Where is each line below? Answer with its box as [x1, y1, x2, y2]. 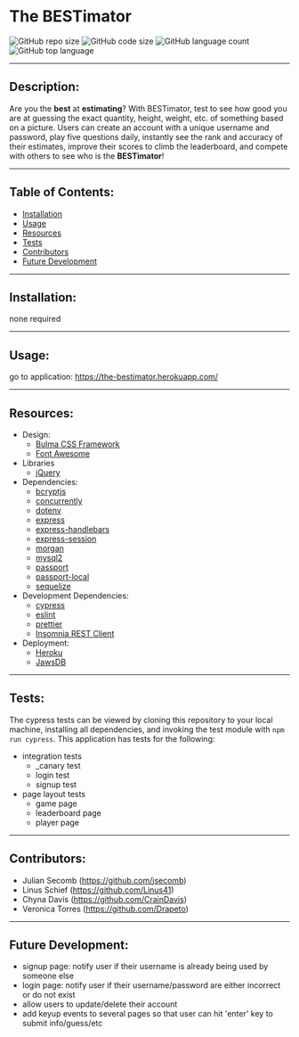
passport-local [35, 572, 90, 581]
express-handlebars [35, 524, 109, 534]
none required [9, 314, 61, 325]
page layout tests [21, 788, 86, 799]
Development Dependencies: [21, 590, 129, 601]
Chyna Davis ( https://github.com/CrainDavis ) [21, 893, 187, 904]
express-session [35, 533, 97, 544]
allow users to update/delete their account [21, 999, 178, 1009]
